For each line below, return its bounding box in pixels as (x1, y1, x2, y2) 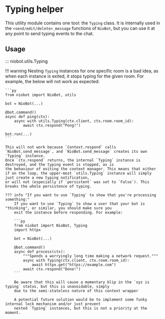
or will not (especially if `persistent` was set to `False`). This (5, 179, 150, 185)
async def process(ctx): (14, 249, 65, 254)
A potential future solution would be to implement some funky (14, 297, 148, 302)
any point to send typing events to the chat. (5, 30, 94, 36)
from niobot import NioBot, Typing (14, 223, 88, 228)
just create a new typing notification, (5, 175, 90, 180)
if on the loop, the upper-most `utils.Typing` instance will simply (5, 171, 152, 176)
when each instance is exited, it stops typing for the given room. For (5, 73, 144, 79)
